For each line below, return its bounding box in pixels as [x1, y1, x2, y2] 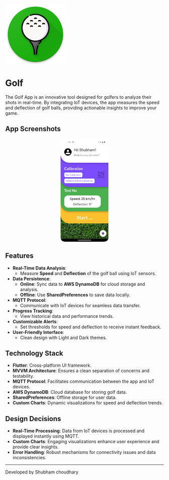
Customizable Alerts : [12, 318, 58, 324]
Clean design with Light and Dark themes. [20, 334, 107, 340]
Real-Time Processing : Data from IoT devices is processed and [12, 428, 145, 434]
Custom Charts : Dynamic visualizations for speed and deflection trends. [12, 400, 163, 406]
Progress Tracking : [12, 308, 54, 314]
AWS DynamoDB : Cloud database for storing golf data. [12, 389, 127, 395]
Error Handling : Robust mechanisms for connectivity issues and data [12, 449, 156, 455]
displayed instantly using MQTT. [12, 433, 79, 439]
